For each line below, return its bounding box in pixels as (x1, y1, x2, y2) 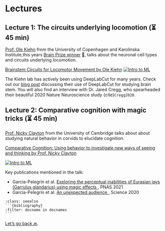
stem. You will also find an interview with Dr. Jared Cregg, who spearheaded (5, 87, 161, 92)
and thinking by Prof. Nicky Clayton (5, 150, 77, 156)
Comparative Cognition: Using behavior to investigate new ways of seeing (5, 145, 155, 151)
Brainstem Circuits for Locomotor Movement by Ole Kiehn (5, 67, 122, 72)
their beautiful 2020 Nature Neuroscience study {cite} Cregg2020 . (5, 92, 135, 98)
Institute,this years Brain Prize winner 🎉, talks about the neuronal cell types (5, 52, 157, 57)
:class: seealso (5, 198, 38, 204)
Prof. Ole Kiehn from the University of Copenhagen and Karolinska (5, 46, 140, 52)
